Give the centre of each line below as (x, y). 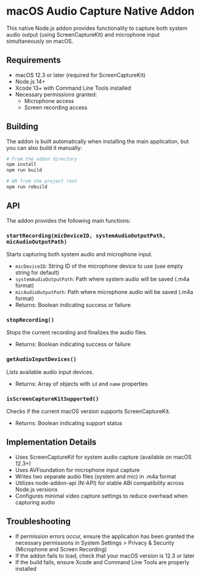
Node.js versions (36, 489)
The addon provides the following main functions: (69, 220)
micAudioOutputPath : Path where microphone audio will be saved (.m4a (104, 292)
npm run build (24, 170)
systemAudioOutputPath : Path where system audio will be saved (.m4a (102, 279)
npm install (21, 165)
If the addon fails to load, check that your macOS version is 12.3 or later (105, 556)
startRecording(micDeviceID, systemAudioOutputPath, (86, 235)
